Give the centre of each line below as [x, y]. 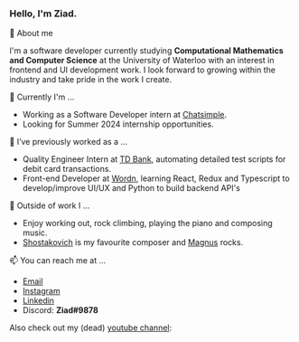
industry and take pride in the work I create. [91, 80]
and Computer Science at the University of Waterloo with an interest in [142, 61]
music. [35, 233]
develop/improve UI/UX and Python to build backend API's [131, 188]
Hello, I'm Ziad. [43, 14]
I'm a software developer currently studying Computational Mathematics [146, 51]
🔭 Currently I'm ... [42, 97]
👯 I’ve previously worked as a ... [69, 142]
